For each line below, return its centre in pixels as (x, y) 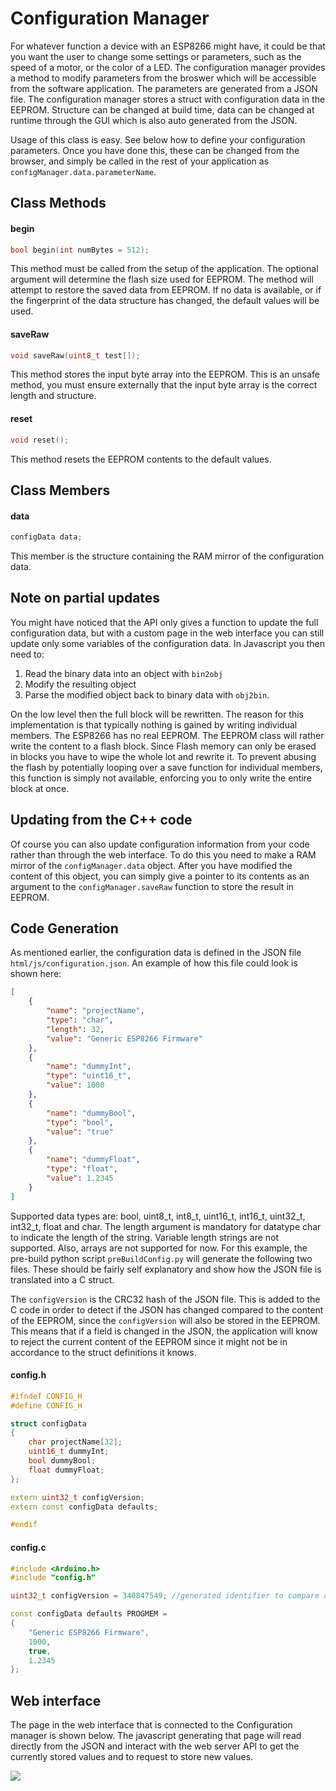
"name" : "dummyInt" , (89, 1067)
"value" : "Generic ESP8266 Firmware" (124, 1038)
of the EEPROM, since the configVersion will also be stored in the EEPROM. (165, 1320)
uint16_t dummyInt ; (69, 1452)
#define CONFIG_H (46, 1405)
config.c (28, 1547)
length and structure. (53, 396)
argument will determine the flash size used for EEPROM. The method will (162, 279)
